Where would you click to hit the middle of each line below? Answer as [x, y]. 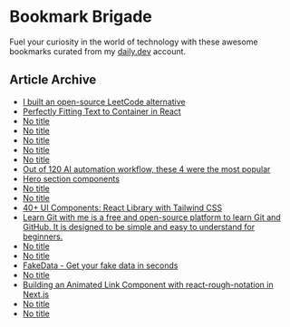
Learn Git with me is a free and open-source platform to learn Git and [151, 217]
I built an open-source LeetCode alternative [104, 101]
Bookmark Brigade [81, 17]
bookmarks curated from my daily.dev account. [98, 51]
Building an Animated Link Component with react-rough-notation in [148, 284]
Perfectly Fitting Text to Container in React [101, 111]
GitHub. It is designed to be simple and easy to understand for [139, 226]
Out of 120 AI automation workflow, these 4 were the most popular [146, 168]
